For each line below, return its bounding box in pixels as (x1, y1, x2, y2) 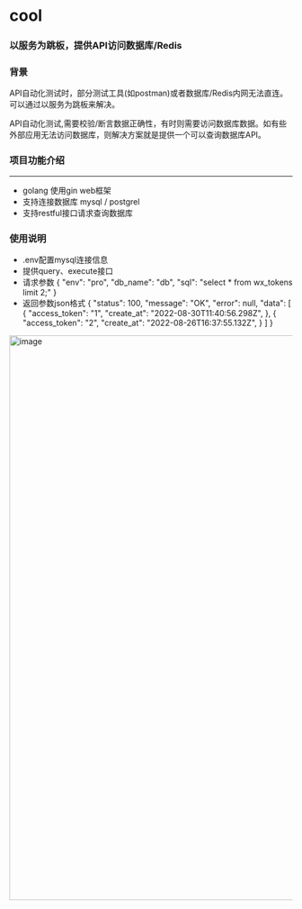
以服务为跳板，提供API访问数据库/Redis (9, 40, 182, 52)
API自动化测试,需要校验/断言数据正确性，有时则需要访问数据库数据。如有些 (9, 118, 288, 129)
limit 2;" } (22, 287, 57, 297)
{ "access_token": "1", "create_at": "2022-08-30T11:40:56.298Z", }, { (22, 308, 277, 318)
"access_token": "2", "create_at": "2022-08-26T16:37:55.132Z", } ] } (22, 317, 274, 328)
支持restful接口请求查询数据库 (22, 207, 133, 218)
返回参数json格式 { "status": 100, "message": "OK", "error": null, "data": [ (22, 298, 292, 308)
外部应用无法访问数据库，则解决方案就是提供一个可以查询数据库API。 (9, 130, 267, 141)
